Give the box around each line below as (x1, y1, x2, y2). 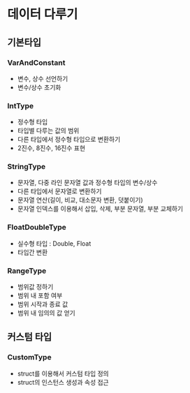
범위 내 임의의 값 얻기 (17, 309, 75, 318)
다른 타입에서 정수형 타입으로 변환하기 (17, 135, 121, 144)
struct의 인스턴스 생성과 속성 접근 (17, 378, 110, 386)
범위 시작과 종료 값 (17, 300, 68, 309)
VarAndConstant (7, 57, 66, 67)
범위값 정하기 (17, 283, 54, 291)
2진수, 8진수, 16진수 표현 (17, 144, 86, 152)
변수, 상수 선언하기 (17, 74, 68, 82)
